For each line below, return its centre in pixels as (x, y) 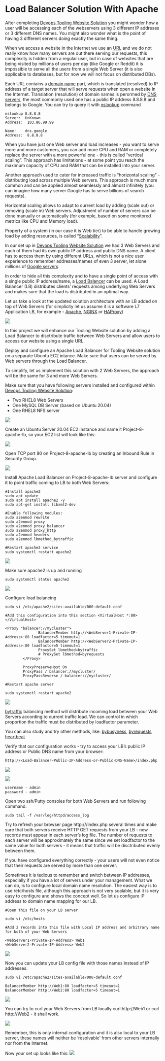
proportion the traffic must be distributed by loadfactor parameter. (72, 722)
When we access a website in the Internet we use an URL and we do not (78, 48)
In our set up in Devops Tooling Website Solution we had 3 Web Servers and (82, 245)
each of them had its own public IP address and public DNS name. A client (81, 250)
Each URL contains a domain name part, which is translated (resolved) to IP (82, 84)
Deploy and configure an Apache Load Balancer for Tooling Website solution (83, 350)
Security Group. (21, 458)
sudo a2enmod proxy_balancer (35, 526)
